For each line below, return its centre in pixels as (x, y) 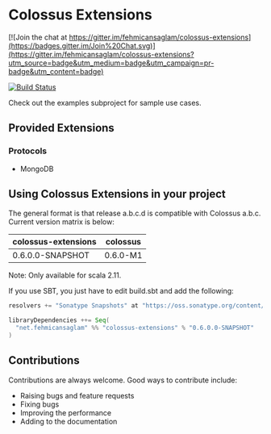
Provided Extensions (61, 128)
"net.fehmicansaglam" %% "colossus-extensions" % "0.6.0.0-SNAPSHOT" (135, 328)
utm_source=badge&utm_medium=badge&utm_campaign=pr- (111, 63)
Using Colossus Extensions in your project (117, 194)
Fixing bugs (40, 404)
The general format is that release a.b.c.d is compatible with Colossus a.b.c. (135, 213)
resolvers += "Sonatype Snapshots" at (73, 306)
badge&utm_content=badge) (56, 71)
